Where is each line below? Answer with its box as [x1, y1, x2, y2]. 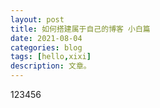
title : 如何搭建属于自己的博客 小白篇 [10, 24, 151, 34]
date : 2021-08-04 [10, 33, 83, 43]
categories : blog [10, 42, 83, 53]
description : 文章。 [10, 61, 92, 71]
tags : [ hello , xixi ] [10, 52, 92, 62]
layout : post [10, 14, 65, 25]
